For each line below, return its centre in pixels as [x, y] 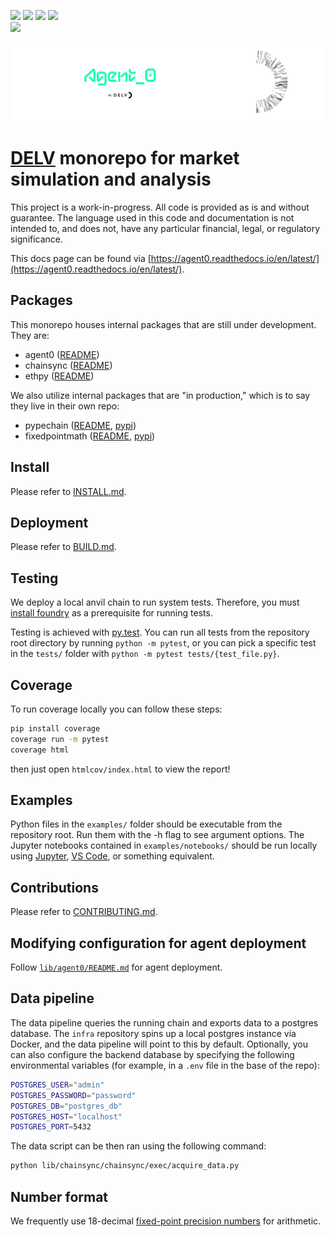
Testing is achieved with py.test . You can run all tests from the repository [160, 632]
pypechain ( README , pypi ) [80, 425]
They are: [30, 335]
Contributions [54, 887]
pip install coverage [55, 729]
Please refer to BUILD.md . [63, 547]
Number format [59, 1196]
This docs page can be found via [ [81, 258]
